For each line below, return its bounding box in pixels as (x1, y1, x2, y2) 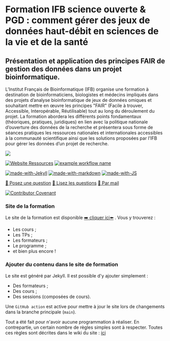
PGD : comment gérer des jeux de (5, 14, 151, 26)
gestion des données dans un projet (5, 65, 122, 73)
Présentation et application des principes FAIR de (5, 56, 165, 65)
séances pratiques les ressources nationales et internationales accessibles (5, 130, 163, 136)
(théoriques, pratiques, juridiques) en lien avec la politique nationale (5, 119, 148, 125)
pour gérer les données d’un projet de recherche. (5, 141, 109, 146)
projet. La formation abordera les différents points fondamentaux (5, 114, 141, 119)
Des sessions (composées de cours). (12, 293, 91, 300)
